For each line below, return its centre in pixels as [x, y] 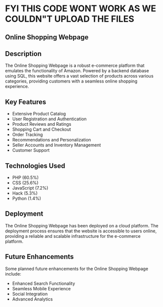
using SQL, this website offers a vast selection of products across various [79, 76]
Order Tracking [27, 135]
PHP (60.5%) [25, 178]
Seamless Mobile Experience [41, 288]
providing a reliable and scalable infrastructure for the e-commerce [73, 236]
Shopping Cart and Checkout [41, 129]
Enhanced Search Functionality [44, 283]
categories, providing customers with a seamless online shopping [71, 81]
